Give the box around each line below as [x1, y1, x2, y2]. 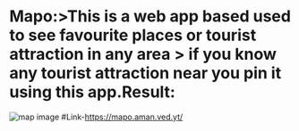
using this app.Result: [9, 82, 176, 102]
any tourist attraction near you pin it [9, 63, 282, 84]
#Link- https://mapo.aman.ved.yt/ [61, 111, 184, 122]
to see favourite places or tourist [9, 25, 257, 45]
